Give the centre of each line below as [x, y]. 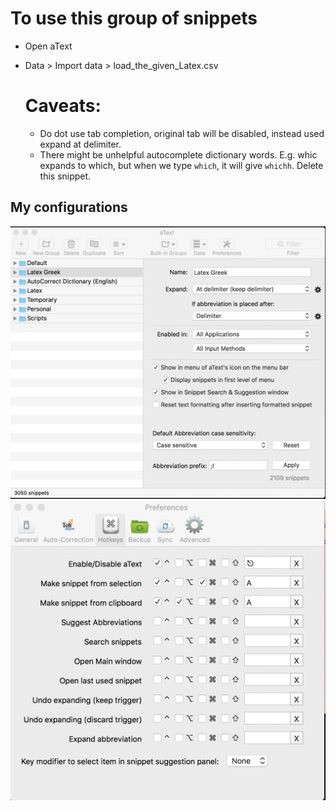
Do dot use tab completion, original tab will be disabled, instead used [182, 133]
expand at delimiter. [80, 144]
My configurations [69, 207]
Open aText [48, 46]
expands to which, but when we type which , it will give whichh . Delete [181, 165]
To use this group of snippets [134, 18]
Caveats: [63, 106]
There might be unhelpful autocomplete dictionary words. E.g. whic [178, 154]
